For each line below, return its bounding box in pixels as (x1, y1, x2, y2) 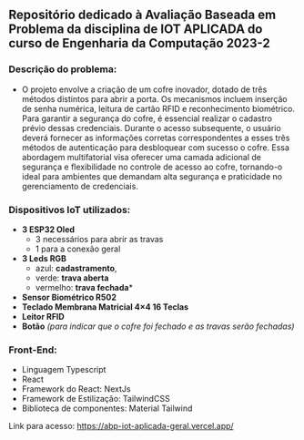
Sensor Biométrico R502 (21, 292, 117, 302)
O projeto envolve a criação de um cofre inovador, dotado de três (21, 84, 268, 95)
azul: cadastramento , (35, 262, 117, 273)
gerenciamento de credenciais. (21, 180, 138, 191)
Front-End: (8, 343, 58, 356)
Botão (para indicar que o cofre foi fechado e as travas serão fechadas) (21, 321, 295, 332)
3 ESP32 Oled (21, 223, 75, 235)
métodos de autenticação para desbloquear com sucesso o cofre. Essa (21, 141, 290, 153)
